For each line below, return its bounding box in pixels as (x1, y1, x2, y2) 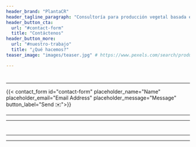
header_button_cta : (6, 19, 54, 25)
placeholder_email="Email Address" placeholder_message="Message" (6, 94, 177, 101)
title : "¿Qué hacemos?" (11, 47, 69, 53)
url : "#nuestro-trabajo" (11, 42, 72, 47)
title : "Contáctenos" (11, 30, 64, 36)
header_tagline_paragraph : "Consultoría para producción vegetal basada (6, 14, 187, 20)
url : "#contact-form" (11, 25, 64, 31)
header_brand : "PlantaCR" (6, 8, 69, 15)
